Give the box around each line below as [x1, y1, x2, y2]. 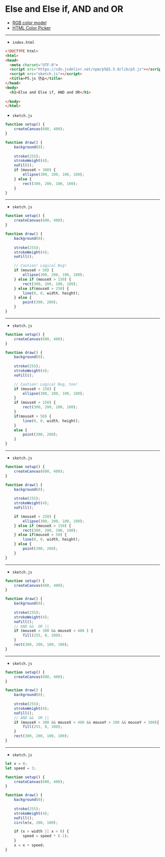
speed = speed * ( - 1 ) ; [23, 833, 69, 839]
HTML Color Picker [12, 25, 51, 31]
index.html [12, 40, 35, 45]
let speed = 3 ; [5, 765, 36, 771]
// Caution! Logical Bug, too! [14, 381, 78, 387]
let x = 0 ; [5, 761, 27, 766]
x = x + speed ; [14, 843, 45, 848]
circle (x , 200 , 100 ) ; [14, 820, 58, 825]
